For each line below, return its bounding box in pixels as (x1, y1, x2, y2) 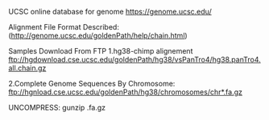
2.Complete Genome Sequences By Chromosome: (8, 79, 176, 88)
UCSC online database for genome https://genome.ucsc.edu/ (8, 7, 212, 16)
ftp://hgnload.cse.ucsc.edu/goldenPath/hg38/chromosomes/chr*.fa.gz (8, 87, 243, 97)
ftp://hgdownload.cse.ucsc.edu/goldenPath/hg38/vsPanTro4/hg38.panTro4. (8, 55, 262, 64)
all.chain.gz (8, 63, 47, 73)
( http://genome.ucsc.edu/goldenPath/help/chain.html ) (8, 31, 188, 40)
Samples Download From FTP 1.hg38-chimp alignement (8, 46, 193, 55)
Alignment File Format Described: (8, 22, 119, 31)
